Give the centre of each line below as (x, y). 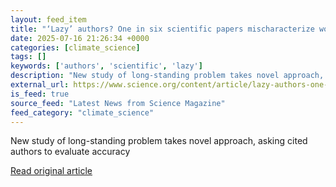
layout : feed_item (48, 19)
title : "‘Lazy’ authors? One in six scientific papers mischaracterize (162, 29)
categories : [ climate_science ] (75, 47)
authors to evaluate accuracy (70, 152)
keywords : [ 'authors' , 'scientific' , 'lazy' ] (106, 66)
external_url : (40, 85)
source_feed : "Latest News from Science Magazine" (118, 103)
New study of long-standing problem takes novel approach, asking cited (159, 141)
